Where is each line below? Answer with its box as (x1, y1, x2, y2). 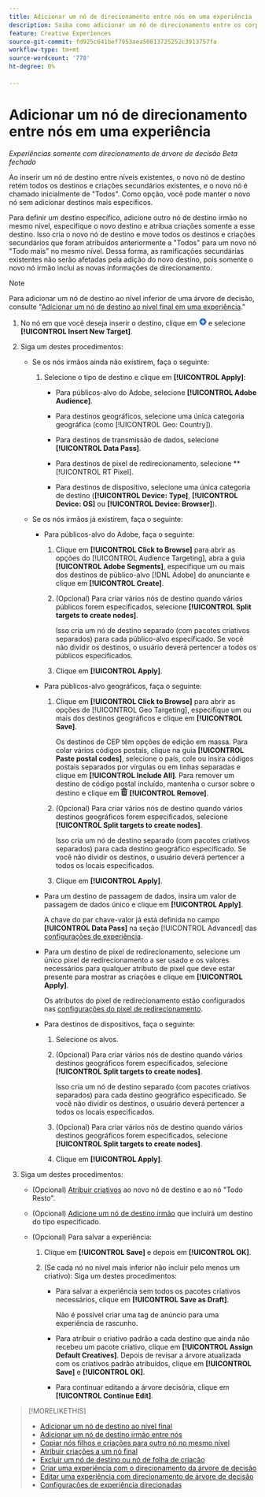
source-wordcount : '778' (9, 54, 90, 62)
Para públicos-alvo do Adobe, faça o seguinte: (43, 529, 195, 539)
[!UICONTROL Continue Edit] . (55, 1391, 153, 1400)
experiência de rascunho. (55, 1318, 138, 1328)
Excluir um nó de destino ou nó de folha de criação (39, 1454, 205, 1464)
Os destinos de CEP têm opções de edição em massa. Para (55, 737, 248, 747)
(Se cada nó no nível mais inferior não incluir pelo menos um (43, 1262, 241, 1272)
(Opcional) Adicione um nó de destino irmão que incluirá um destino (31, 1208, 253, 1218)
